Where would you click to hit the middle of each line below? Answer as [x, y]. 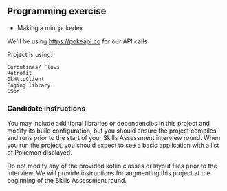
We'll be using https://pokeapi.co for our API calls [77, 41]
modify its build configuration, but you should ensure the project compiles [112, 131]
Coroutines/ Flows [33, 67]
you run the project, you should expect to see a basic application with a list [113, 145]
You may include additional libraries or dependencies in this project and [108, 124]
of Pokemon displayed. [40, 153]
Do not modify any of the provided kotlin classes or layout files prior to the [112, 166]
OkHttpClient [26, 79]
